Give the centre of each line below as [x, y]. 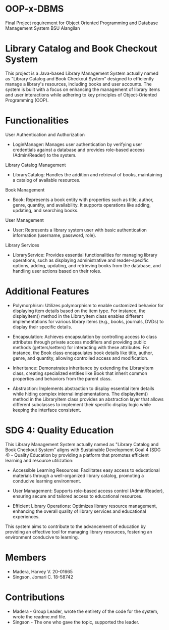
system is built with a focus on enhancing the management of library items [83, 89]
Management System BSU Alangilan [43, 28]
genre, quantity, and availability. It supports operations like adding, [82, 205]
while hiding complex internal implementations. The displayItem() [80, 394]
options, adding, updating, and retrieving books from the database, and [87, 265]
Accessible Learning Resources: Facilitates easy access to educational [86, 470]
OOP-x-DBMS [35, 9]
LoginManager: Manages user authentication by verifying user [77, 144]
